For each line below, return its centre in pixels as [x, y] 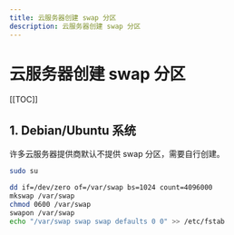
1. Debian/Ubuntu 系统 [73, 130]
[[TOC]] [24, 100]
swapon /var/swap [42, 213]
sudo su [24, 171]
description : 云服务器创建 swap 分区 [75, 26]
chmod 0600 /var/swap [50, 204]
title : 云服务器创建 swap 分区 [63, 18]
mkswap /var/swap [42, 196]
